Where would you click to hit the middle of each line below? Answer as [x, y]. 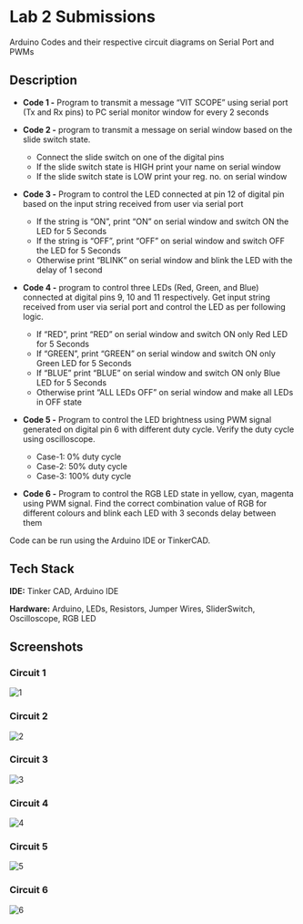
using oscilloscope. [59, 438]
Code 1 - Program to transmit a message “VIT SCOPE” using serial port [155, 102]
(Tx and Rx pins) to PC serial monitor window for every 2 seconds [146, 112]
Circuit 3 [29, 760]
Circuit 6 [29, 890]
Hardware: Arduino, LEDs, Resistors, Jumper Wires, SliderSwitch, [132, 609]
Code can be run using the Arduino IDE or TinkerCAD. [110, 540]
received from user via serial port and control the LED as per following [154, 306]
